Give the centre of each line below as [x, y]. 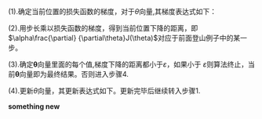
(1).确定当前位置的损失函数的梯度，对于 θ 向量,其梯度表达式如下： [113, 11]
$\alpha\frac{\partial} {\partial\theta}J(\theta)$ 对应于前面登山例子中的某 [124, 38]
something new [34, 106]
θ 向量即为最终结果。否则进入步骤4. [72, 74]
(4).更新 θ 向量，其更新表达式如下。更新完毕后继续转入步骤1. [104, 91]
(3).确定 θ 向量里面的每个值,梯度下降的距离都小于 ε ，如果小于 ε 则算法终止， [128, 64]
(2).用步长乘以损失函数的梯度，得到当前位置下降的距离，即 [103, 28]
